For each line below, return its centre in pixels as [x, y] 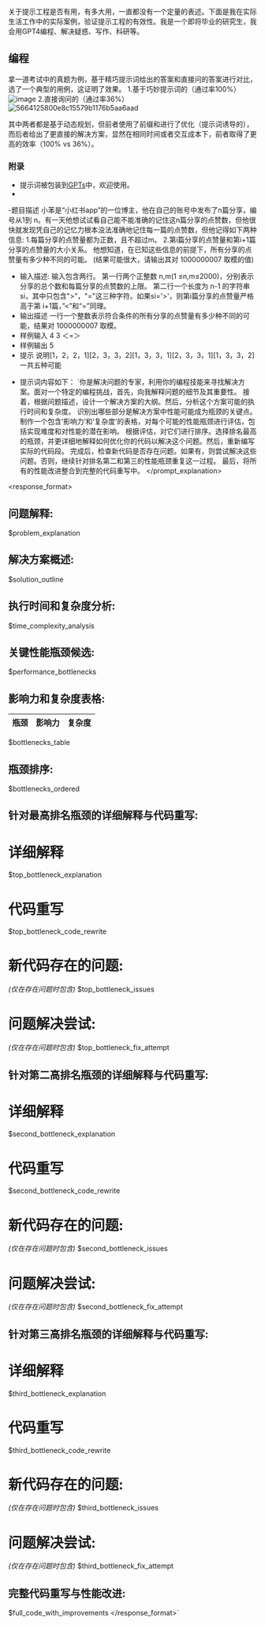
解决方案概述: [41, 560]
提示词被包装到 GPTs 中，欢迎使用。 [77, 185]
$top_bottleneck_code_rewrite [58, 931]
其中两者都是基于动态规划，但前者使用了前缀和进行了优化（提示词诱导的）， [131, 124]
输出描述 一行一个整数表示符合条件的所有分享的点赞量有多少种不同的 [131, 316]
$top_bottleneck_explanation [55, 875]
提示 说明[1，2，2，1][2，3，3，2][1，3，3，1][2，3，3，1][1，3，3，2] [137, 355]
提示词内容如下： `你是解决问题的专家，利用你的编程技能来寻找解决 [129, 382]
